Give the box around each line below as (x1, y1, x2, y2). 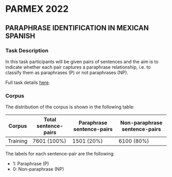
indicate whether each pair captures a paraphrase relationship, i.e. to (5, 64, 151, 70)
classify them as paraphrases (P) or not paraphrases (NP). (5, 69, 128, 75)
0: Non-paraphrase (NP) (12, 166, 64, 172)
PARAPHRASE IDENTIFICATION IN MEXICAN (5, 24, 149, 32)
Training (8, 137, 28, 145)
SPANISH (5, 31, 35, 40)
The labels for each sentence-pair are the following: (5, 151, 115, 157)
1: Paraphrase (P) (12, 161, 50, 167)
